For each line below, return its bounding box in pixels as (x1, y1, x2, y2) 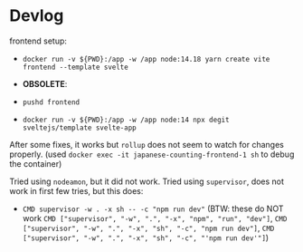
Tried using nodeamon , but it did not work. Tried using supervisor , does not (9, 176, 285, 187)
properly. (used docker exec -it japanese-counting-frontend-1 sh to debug (9, 149, 295, 160)
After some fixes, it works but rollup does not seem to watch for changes (9, 139, 285, 150)
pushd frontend (22, 97, 80, 107)
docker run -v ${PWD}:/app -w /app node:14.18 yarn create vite (22, 54, 270, 63)
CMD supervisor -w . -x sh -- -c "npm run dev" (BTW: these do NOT (22, 203, 284, 214)
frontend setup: (9, 35, 68, 46)
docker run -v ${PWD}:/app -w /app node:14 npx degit (22, 115, 230, 124)
